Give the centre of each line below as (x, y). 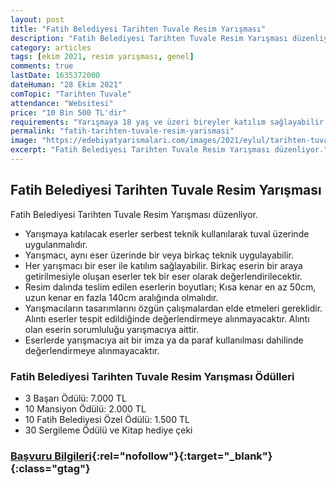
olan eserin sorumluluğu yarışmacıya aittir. (112, 329)
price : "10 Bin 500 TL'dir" (69, 112)
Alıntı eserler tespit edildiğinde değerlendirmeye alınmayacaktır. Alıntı (167, 318)
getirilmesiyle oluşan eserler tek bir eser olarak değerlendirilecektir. (163, 276)
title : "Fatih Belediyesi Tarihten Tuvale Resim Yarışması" (138, 29)
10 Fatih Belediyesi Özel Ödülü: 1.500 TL (107, 419)
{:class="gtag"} (50, 468)
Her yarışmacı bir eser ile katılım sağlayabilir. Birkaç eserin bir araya (163, 265)
